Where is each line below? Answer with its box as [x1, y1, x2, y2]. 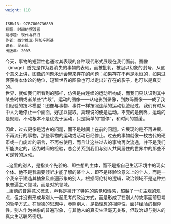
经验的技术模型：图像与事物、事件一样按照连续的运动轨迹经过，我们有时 [9, 102, 161, 108]
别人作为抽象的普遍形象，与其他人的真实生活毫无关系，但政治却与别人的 [14, 207, 166, 213]
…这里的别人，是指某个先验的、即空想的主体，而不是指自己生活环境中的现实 [5, 162, 165, 169]
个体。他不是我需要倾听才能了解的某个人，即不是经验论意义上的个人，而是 [5, 169, 161, 175]
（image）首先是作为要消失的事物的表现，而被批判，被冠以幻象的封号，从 [5, 64, 161, 70]
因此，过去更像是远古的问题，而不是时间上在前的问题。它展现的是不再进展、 [5, 126, 166, 132]
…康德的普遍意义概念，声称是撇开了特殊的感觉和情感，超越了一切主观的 [5, 188, 157, 194]
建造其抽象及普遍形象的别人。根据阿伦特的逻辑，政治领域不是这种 [22, 175, 161, 181]
